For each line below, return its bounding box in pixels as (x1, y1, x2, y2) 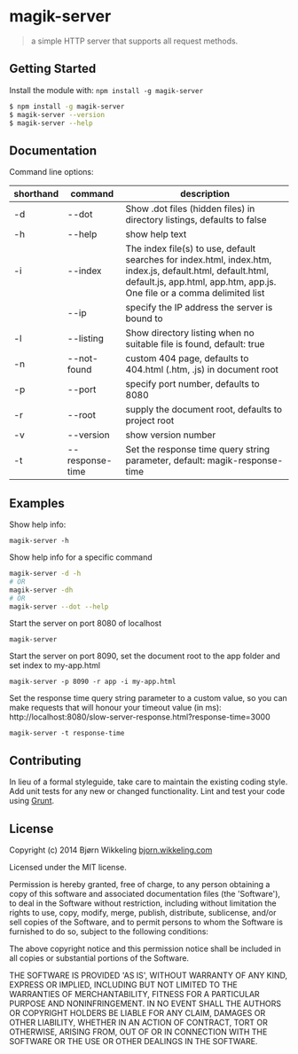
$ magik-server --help (9, 118, 93, 128)
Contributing (9, 752, 82, 768)
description (180, 188, 231, 201)
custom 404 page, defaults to (125, 352, 249, 365)
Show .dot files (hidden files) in (125, 202, 255, 215)
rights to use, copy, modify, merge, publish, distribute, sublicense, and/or (9, 908, 277, 917)
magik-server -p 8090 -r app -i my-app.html (9, 677, 176, 687)
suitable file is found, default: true (125, 338, 265, 350)
